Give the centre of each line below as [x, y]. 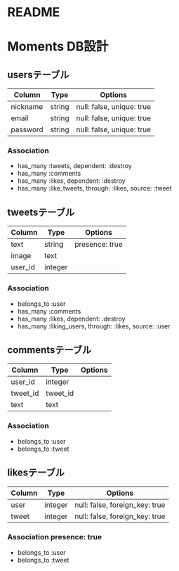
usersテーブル [38, 75]
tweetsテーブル [41, 212]
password [27, 129]
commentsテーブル [49, 350]
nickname [27, 107]
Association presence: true [55, 537]
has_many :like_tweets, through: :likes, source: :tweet [94, 188]
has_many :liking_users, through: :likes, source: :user [94, 326]
